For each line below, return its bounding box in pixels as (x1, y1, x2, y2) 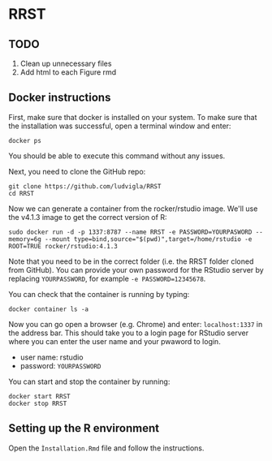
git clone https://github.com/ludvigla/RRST (8, 182, 162, 191)
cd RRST (8, 189, 35, 197)
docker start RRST (8, 392, 71, 400)
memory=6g (8, 235, 42, 243)
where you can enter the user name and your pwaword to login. (8, 336, 221, 346)
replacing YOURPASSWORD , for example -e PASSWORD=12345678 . (8, 274, 206, 283)
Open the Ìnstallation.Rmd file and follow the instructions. (8, 443, 205, 453)
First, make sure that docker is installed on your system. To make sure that (8, 112, 257, 122)
